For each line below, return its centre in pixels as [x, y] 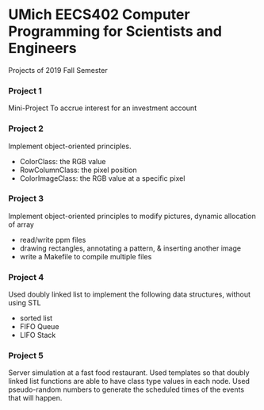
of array [21, 224]
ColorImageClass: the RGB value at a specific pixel [102, 178]
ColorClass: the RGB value [63, 161]
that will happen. [35, 398]
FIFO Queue [39, 327]
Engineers [42, 48]
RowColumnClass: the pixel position [78, 170]
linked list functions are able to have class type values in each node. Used [129, 381]
